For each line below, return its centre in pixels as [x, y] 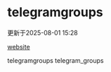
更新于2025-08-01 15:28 [43, 32]
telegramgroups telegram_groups [55, 60]
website [19, 47]
